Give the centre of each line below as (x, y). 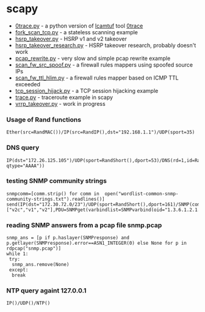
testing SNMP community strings (56, 181)
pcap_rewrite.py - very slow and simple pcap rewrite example (93, 58)
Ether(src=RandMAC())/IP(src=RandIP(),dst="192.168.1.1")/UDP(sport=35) (101, 132)
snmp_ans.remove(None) (41, 265)
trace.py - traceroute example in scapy (64, 97)
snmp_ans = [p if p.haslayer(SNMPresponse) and (68, 238)
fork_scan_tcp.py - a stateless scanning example (77, 32)
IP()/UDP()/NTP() (28, 303)
